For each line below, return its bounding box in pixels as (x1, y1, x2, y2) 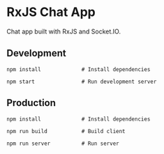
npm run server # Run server (6, 140, 119, 147)
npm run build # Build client (6, 128, 126, 134)
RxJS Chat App (6, 4, 96, 20)
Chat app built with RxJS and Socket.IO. (6, 27, 121, 36)
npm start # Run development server (6, 78, 157, 85)
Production (6, 97, 57, 109)
